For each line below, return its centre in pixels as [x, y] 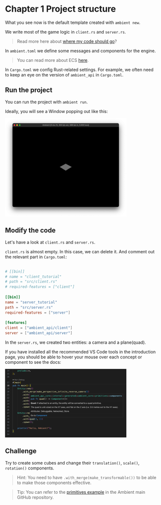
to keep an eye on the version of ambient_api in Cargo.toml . [64, 75]
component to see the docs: [33, 362]
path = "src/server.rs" [29, 307]
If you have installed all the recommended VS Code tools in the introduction [80, 352]
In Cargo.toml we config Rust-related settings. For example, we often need [79, 70]
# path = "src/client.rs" [31, 282]
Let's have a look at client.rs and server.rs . [50, 242]
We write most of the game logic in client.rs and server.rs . [65, 32]
